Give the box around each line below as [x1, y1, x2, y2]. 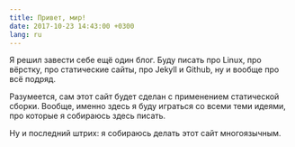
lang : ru [9, 30, 42, 39]
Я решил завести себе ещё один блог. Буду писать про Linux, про [9, 55, 263, 66]
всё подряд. [9, 74, 57, 85]
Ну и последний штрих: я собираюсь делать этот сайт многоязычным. [9, 128, 282, 139]
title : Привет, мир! [9, 13, 87, 23]
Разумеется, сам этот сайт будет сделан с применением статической [9, 91, 280, 102]
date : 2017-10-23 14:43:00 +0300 [9, 22, 135, 31]
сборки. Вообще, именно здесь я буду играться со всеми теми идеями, [9, 101, 286, 112]
